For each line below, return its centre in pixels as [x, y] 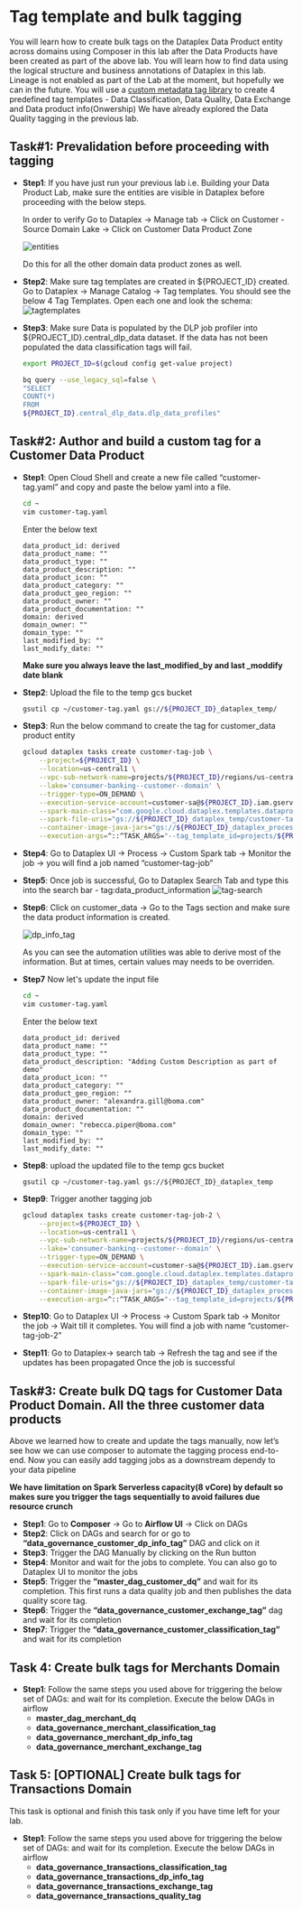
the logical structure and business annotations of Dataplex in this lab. [137, 70]
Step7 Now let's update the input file [91, 979]
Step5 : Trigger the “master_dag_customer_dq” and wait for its [140, 1581]
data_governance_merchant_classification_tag [126, 1728]
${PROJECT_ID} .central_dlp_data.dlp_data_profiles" [121, 414]
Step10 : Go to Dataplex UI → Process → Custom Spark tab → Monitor [151, 1317]
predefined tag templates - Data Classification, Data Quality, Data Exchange [150, 99]
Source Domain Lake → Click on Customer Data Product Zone [137, 228]
